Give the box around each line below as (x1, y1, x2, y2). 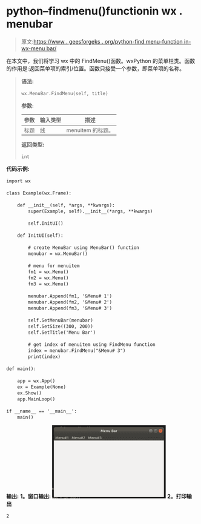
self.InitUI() (28, 221, 64, 227)
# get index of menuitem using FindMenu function (28, 342, 156, 348)
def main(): (6, 366, 36, 372)
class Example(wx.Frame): (6, 190, 71, 196)
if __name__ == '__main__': (6, 408, 77, 414)
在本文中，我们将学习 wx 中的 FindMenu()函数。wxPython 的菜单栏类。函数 (6, 57, 196, 64)
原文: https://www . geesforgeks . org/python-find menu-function (21, 38, 183, 45)
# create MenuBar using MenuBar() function (28, 245, 139, 251)
